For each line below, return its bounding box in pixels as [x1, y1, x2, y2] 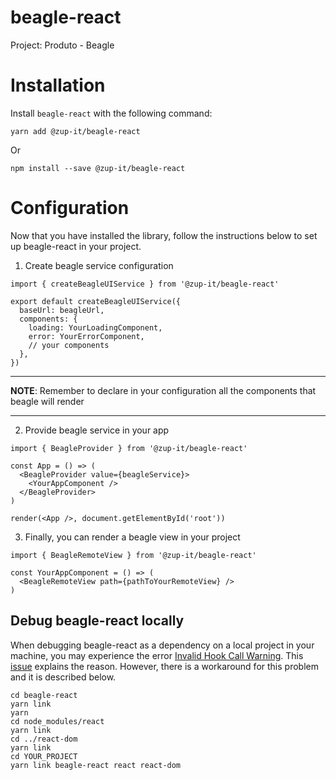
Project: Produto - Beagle [10, 39, 115, 51]
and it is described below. [10, 671, 117, 683]
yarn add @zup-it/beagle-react [10, 126, 141, 136]
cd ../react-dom [10, 734, 78, 744]
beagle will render [10, 395, 85, 407]
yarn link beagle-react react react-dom [10, 760, 182, 770]
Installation [10, 74, 106, 97]
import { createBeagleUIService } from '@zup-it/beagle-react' [10, 279, 280, 289]
